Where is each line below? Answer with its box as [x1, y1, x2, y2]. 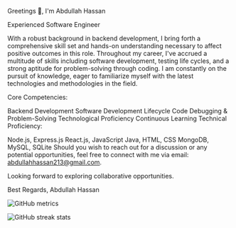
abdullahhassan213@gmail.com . [7, 158, 102, 166]
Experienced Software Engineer [7, 21, 101, 28]
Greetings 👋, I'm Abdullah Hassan [7, 7, 106, 15]
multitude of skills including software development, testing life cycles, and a [7, 57, 230, 65]
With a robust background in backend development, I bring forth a [7, 34, 201, 42]
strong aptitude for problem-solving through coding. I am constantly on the [7, 64, 227, 72]
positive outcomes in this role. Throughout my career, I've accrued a [7, 50, 208, 57]
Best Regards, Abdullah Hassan [7, 186, 100, 194]
